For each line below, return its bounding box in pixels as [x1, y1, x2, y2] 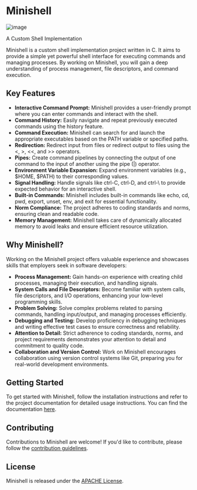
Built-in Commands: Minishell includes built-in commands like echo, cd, [14, 191, 189, 198]
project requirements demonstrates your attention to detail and [14, 335, 167, 342]
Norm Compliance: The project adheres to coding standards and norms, [14, 204, 191, 211]
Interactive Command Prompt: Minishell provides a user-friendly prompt [14, 104, 191, 111]
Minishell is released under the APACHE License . [6, 478, 124, 484]
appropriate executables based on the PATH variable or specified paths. [14, 135, 189, 142]
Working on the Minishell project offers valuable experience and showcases [6, 255, 189, 262]
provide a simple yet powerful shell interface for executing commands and [6, 52, 186, 59]
